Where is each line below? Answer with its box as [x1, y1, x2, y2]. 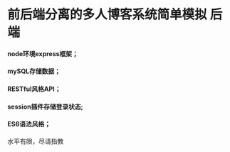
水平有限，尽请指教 [7, 136, 64, 146]
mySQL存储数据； [7, 67, 61, 75]
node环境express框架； [7, 49, 78, 58]
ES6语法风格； [7, 120, 51, 129]
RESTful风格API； [7, 85, 61, 93]
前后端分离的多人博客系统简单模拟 [7, 6, 208, 23]
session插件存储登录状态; [7, 102, 83, 111]
